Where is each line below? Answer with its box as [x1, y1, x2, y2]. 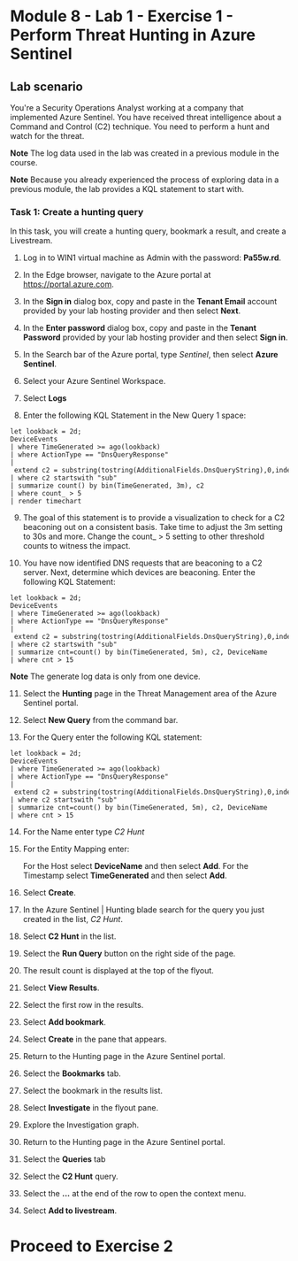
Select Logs [22, 393, 67, 404]
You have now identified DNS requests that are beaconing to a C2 [22, 557, 263, 568]
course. [10, 158, 38, 167]
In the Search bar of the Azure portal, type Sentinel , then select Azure [22, 350, 279, 360]
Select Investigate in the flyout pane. [22, 1103, 158, 1113]
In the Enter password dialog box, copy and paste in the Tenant [22, 323, 257, 334]
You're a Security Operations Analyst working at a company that [10, 103, 244, 112]
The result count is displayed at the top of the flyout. [22, 965, 215, 976]
